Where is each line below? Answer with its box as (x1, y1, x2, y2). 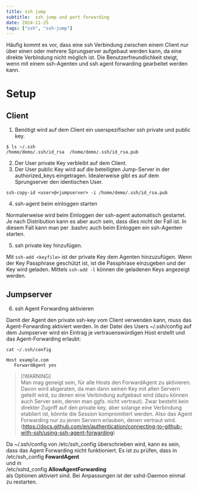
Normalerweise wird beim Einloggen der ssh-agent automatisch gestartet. (6, 212, 186, 219)
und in (6, 459, 22, 467)
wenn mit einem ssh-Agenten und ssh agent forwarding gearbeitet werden (6, 60, 188, 67)
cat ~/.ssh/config (6, 347, 51, 353)
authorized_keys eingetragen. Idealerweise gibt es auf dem (14, 172, 160, 179)
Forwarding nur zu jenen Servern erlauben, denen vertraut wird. (20, 417, 177, 424)
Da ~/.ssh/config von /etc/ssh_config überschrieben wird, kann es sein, (6, 441, 180, 448)
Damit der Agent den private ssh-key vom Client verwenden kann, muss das (6, 317, 192, 324)
